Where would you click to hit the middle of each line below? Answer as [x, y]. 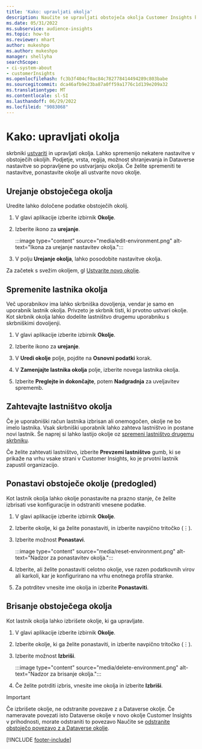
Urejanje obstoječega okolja [60, 191]
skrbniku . [18, 440]
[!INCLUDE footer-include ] [39, 739]
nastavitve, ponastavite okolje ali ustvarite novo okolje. [74, 173]
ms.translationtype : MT [36, 90]
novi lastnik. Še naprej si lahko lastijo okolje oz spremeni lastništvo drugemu [100, 434]
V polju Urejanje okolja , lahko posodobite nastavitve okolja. [88, 259]
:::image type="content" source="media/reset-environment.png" [95, 551]
